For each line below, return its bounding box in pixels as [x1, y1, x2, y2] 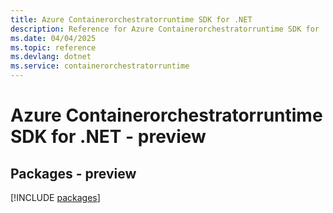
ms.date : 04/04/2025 [10, 33, 97, 43]
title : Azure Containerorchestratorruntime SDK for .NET [10, 14, 253, 25]
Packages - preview [10, 165, 137, 182]
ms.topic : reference [10, 42, 97, 53]
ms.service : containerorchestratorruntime [10, 61, 190, 71]
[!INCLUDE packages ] [10, 192, 101, 203]
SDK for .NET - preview [10, 126, 207, 148]
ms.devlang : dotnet [10, 52, 92, 62]
